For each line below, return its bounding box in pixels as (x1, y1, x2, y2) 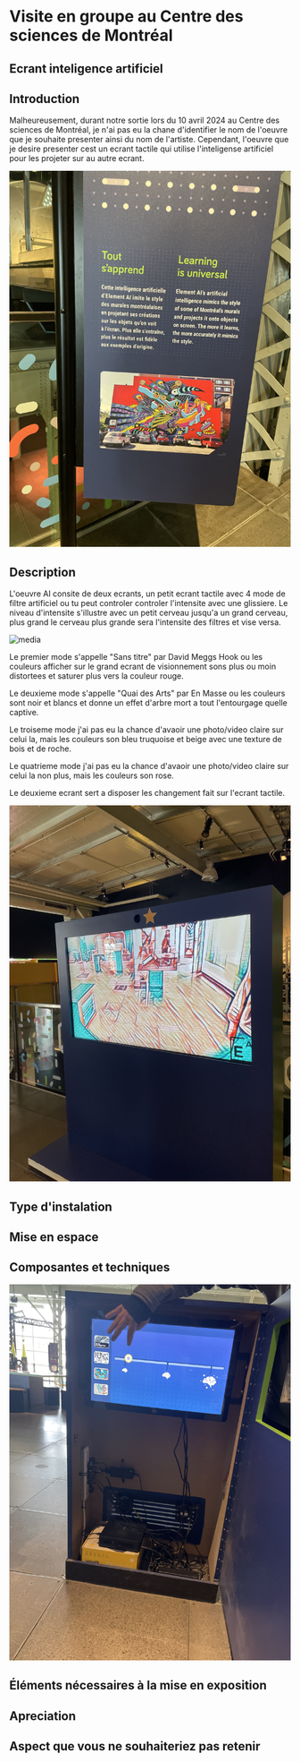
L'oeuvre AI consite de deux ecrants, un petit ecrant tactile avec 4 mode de (9, 588, 286, 599)
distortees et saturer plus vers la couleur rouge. (9, 671, 185, 681)
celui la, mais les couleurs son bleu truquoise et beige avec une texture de (9, 734, 283, 745)
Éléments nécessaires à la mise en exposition (9, 1678, 267, 1693)
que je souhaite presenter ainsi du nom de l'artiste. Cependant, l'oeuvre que (9, 134, 289, 145)
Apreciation (9, 1708, 77, 1724)
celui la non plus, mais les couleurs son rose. (9, 770, 174, 781)
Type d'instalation (9, 1199, 113, 1214)
